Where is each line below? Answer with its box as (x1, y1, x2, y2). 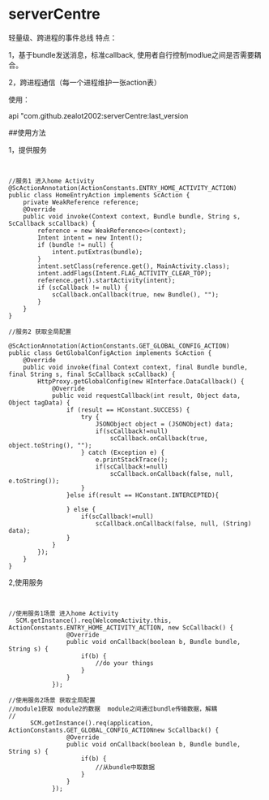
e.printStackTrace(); (95, 456, 169, 464)
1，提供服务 (8, 145, 47, 154)
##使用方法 (8, 128, 46, 137)
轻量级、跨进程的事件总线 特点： (8, 32, 117, 42)
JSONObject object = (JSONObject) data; (95, 420, 233, 428)
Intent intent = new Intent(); (37, 233, 143, 242)
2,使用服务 (8, 577, 44, 587)
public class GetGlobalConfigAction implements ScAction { (8, 348, 212, 357)
